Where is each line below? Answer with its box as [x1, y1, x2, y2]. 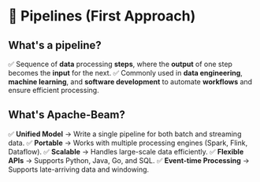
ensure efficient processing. [8, 86, 100, 95]
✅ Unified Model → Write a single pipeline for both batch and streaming [8, 129, 242, 139]
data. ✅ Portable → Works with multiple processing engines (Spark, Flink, [8, 138, 248, 147]
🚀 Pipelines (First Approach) [8, 7, 196, 25]
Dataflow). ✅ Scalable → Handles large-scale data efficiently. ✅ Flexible [8, 147, 244, 156]
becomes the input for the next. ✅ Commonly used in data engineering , [8, 69, 243, 77]
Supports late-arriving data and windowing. [8, 165, 150, 174]
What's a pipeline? [8, 39, 102, 52]
